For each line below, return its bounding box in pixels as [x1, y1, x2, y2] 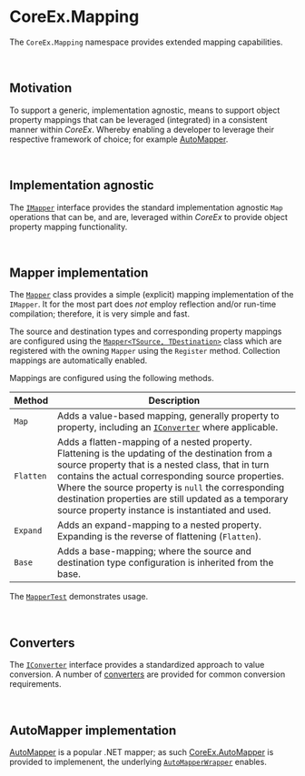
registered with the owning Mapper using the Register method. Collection [9, 346, 280, 357]
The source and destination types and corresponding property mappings [9, 326, 282, 338]
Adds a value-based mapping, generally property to [57, 409, 280, 422]
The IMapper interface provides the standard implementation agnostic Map [9, 202, 283, 213]
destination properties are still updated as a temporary [57, 493, 289, 506]
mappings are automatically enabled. [9, 355, 148, 366]
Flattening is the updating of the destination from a [57, 448, 272, 460]
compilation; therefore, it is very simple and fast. [9, 308, 191, 319]
